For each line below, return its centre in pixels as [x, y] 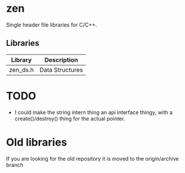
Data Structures [61, 69]
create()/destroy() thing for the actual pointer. [70, 118]
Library [22, 59]
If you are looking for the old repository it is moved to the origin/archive [92, 158]
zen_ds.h [22, 69]
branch [15, 165]
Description [61, 59]
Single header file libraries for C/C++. [52, 25]
